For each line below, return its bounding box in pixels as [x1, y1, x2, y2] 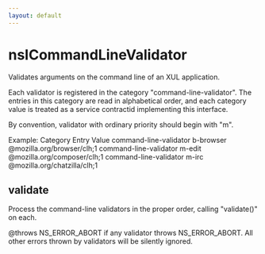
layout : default [8, 11, 62, 20]
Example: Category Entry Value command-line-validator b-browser [8, 135, 228, 144]
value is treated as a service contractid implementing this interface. [8, 104, 229, 114]
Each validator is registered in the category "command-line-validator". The [8, 87, 252, 97]
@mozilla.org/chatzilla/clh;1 [8, 160, 98, 170]
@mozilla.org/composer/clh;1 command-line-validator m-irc [8, 152, 204, 161]
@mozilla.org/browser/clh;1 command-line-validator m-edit [8, 144, 202, 153]
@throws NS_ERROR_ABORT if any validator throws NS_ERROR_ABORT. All [8, 228, 254, 238]
